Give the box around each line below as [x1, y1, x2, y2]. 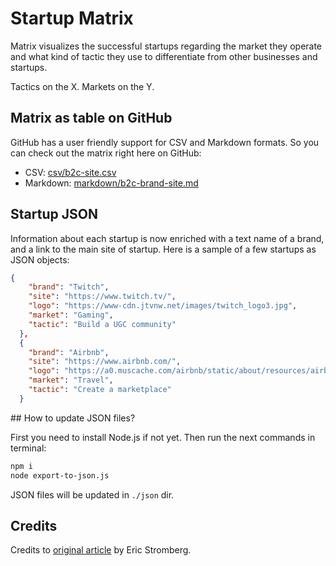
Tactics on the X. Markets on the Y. [10, 80, 155, 92]
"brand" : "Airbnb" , [28, 347, 110, 357]
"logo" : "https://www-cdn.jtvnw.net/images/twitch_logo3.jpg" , [28, 301, 298, 311]
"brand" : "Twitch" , [28, 282, 110, 292]
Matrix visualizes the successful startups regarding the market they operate [10, 40, 323, 52]
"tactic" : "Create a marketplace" [28, 385, 172, 395]
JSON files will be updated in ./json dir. [10, 488, 175, 501]
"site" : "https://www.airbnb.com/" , [28, 357, 182, 367]
